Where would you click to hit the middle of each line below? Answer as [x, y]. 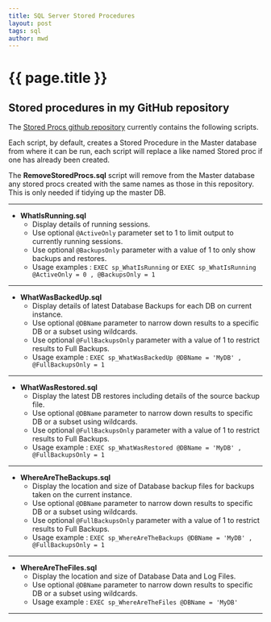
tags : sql [25, 31]
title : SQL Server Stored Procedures [72, 16]
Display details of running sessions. [91, 224]
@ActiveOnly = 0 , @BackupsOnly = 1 [94, 275]
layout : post [30, 23]
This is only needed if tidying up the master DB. [88, 193]
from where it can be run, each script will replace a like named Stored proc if [135, 151]
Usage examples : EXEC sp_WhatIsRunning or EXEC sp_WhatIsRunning [144, 267]
